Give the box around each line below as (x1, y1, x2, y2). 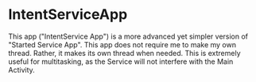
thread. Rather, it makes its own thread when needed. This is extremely (8, 48, 241, 58)
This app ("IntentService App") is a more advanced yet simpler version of (8, 32, 249, 41)
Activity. (8, 65, 36, 74)
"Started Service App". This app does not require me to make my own (8, 39, 237, 49)
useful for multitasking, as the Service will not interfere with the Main (8, 57, 234, 66)
